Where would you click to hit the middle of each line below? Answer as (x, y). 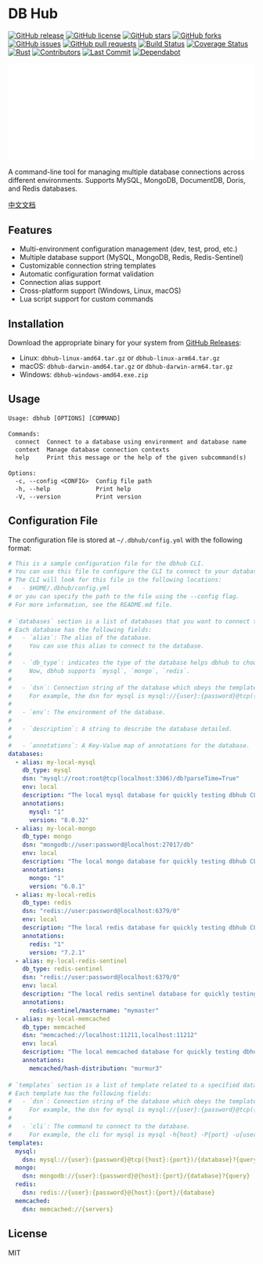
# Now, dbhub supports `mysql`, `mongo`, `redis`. (99, 671)
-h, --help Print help (73, 489)
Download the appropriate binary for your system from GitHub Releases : (125, 342)
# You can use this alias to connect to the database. (106, 646)
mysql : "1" (47, 812)
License (28, 1234)
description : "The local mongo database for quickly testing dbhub (134, 862)
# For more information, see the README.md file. (91, 605)
